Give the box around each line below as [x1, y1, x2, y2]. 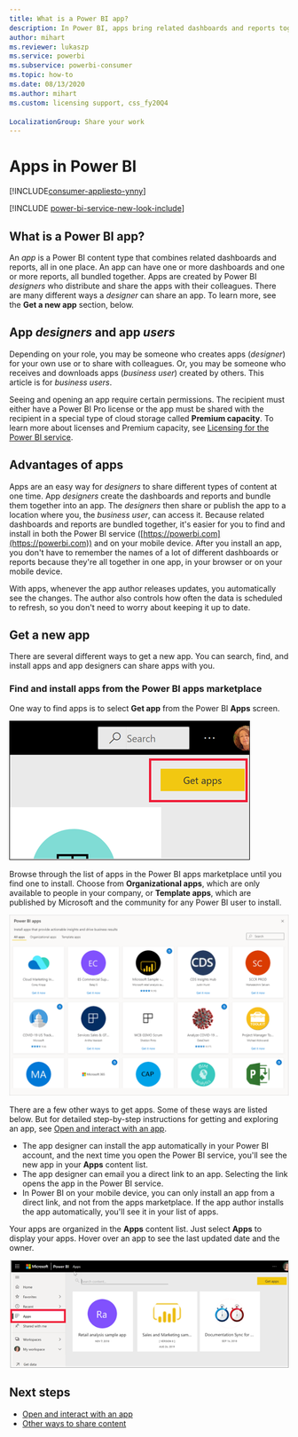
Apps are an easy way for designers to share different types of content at [9, 481, 278, 491]
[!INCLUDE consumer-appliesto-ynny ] [9, 186, 146, 197]
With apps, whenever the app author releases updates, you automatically [9, 583, 277, 593]
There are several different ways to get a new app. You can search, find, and [9, 651, 289, 662]
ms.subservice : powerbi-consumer [9, 61, 133, 70]
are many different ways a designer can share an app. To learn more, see [9, 290, 277, 301]
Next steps [9, 1385, 71, 1401]
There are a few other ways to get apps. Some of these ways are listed [9, 1104, 268, 1115]
